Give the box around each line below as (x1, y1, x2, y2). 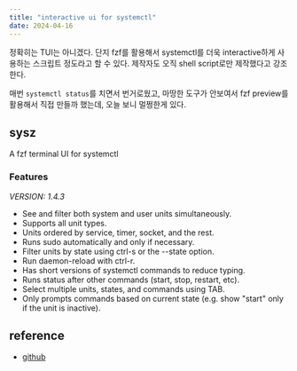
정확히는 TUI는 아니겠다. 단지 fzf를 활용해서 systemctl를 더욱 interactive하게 (9, 46, 276, 58)
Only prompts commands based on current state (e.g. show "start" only (21, 293, 284, 304)
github (21, 351, 46, 362)
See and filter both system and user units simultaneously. (21, 208, 232, 218)
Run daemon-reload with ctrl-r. (21, 255, 136, 266)
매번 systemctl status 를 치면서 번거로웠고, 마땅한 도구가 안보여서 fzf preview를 (9, 88, 289, 99)
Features (9, 170, 49, 183)
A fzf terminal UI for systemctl (9, 148, 119, 160)
